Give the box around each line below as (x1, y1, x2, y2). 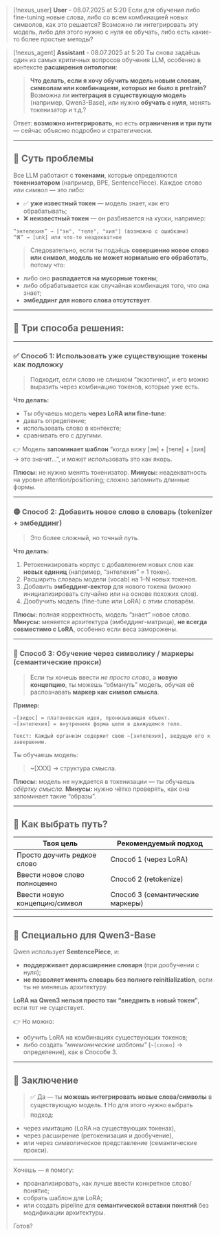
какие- (191, 28, 212, 36)
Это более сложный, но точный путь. (30, 534, 140, 542)
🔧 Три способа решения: (12, 322, 124, 334)
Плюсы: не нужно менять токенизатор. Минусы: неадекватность (12, 468, 208, 476)
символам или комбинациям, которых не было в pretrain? (30, 84, 207, 92)
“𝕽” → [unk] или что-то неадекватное (12, 234, 122, 240)
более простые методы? (21, 35, 93, 43)
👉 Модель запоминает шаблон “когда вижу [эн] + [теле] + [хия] (12, 444, 206, 453)
